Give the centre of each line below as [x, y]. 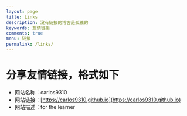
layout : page [22, 11]
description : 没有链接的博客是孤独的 [47, 22]
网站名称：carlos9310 [41, 92]
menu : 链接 [18, 39]
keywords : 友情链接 [28, 28]
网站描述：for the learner [45, 107]
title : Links [22, 17]
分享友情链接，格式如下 [63, 75]
